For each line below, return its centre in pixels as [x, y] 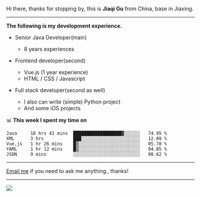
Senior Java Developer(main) [51, 37]
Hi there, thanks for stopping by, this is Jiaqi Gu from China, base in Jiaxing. [100, 9]
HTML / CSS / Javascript [54, 78]
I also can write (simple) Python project [72, 102]
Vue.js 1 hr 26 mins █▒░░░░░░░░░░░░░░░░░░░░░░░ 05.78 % [87, 144]
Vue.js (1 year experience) [56, 72]
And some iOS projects [52, 108]
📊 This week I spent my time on [47, 120]
